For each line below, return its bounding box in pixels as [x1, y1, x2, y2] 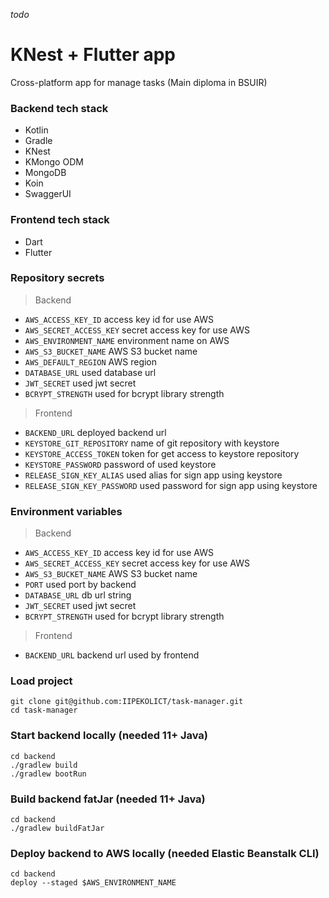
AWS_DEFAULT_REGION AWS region [24, 355, 158, 368]
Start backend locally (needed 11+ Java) [10, 729, 209, 743]
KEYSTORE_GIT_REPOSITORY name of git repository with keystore [24, 437, 280, 449]
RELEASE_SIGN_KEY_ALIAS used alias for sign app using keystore [24, 469, 283, 481]
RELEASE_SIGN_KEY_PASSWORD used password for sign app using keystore [24, 479, 318, 491]
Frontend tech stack [10, 213, 110, 227]
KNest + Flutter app [10, 44, 177, 66]
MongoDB [24, 167, 67, 179]
